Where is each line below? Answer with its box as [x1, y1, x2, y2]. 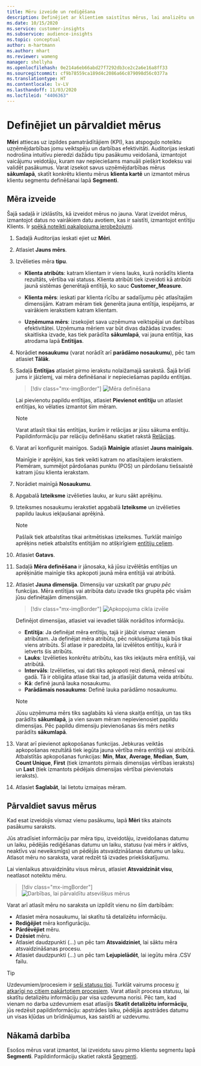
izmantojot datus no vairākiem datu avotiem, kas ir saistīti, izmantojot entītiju [7, 216, 195, 223]
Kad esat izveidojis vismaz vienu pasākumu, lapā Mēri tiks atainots [7, 817, 172, 824]
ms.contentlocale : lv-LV [7, 82, 69, 88]
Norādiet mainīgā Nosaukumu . [15, 480, 92, 487]
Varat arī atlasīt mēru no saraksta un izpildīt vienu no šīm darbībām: [7, 901, 174, 909]
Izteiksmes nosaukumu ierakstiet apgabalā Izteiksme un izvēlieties [15, 503, 181, 510]
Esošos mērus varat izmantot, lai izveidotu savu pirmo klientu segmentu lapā [7, 1046, 196, 1054]
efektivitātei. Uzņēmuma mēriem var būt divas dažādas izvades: [24, 324, 182, 332]
